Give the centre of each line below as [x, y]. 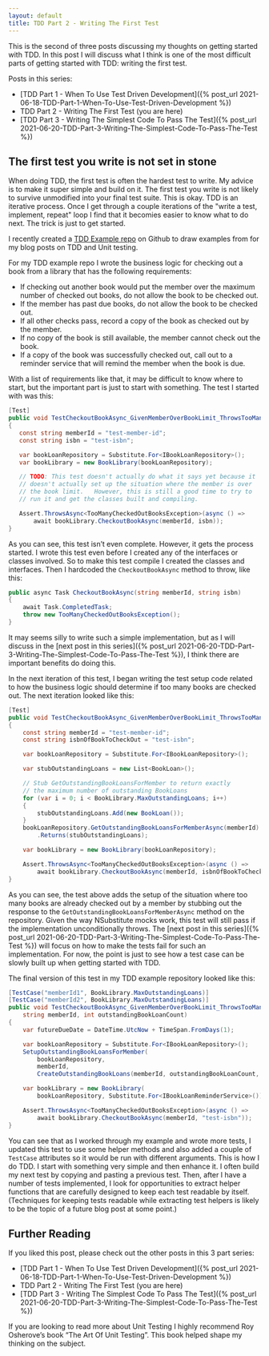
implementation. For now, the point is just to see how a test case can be [126, 954]
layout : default [35, 16]
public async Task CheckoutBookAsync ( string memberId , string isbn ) [125, 592]
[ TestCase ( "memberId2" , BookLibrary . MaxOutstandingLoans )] [109, 1000]
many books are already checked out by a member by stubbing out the [125, 903]
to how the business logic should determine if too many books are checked [132, 687]
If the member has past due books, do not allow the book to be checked [139, 304]
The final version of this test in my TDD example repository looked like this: [132, 978]
